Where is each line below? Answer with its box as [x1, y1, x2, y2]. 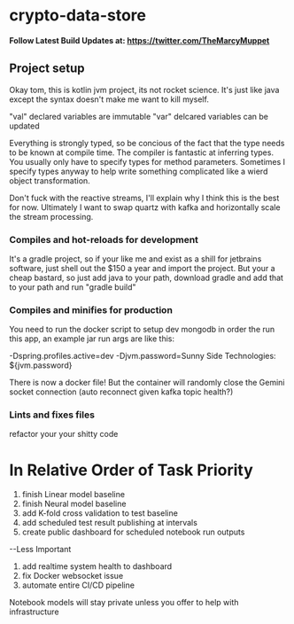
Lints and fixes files [9, 409, 96, 421]
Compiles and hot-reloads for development [9, 233, 199, 246]
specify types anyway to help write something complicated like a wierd [9, 166, 268, 176]
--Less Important [9, 544, 72, 555]
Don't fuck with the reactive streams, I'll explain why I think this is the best [9, 192, 280, 203]
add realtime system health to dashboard [21, 561, 173, 572]
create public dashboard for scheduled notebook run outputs [21, 526, 245, 537]
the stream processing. [9, 211, 94, 222]
